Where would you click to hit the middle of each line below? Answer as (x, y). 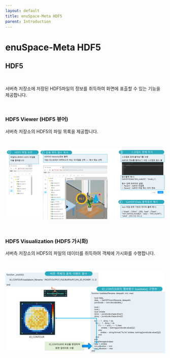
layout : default (22, 11)
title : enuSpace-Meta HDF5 (34, 16)
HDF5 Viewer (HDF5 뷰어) (37, 120)
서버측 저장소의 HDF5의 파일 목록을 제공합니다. (52, 131)
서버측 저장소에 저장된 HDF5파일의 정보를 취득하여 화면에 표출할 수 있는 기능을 (83, 88)
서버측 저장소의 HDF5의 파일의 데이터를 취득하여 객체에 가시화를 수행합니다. (80, 253)
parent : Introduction (28, 21)
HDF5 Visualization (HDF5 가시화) (47, 242)
